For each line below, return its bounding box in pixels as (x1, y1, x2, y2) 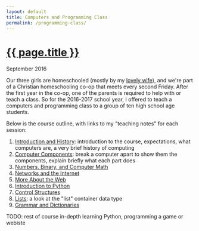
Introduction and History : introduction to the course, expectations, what (14, 138, 191, 145)
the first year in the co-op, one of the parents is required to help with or (6, 90, 182, 97)
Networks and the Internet (14, 170, 80, 177)
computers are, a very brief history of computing (14, 144, 135, 152)
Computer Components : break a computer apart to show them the (14, 150, 178, 158)
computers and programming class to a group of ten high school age (6, 102, 175, 109)
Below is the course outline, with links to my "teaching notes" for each (6, 120, 179, 127)
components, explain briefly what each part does (14, 157, 136, 164)
